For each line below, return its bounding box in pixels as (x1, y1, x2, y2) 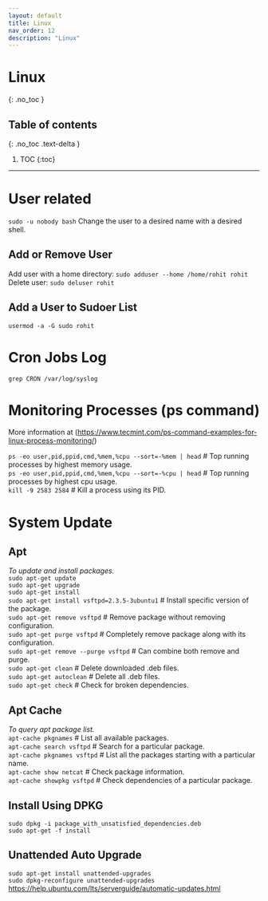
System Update (8, 513, 113, 532)
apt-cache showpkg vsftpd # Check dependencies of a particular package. (8, 776, 253, 785)
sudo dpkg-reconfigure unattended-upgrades (8, 876, 156, 884)
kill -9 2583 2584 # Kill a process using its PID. (8, 485, 167, 495)
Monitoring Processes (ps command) (8, 401, 261, 419)
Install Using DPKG (8, 799, 104, 812)
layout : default (8, 11, 62, 20)
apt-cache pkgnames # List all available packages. (8, 733, 169, 743)
